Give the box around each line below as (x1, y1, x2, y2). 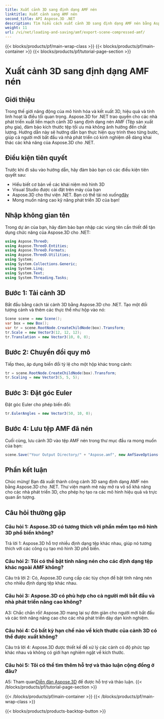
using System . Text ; (5, 270, 45, 275)
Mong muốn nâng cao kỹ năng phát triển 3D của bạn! (12, 197, 120, 203)
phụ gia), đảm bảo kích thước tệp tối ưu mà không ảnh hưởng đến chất (5, 124, 147, 130)
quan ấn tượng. (5, 494, 36, 500)
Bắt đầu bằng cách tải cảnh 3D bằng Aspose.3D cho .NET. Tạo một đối (5, 302, 147, 308)
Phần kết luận (5, 466, 47, 474)
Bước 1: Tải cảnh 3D (5, 289, 66, 297)
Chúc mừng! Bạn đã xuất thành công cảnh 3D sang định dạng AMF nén (5, 479, 149, 485)
